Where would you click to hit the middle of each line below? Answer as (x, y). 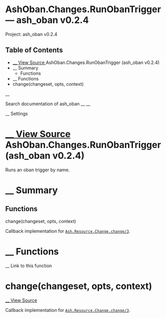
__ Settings (16, 113)
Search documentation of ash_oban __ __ (48, 104)
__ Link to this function (29, 266)
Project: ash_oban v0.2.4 (31, 34)
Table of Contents (34, 50)
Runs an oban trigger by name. (38, 170)
